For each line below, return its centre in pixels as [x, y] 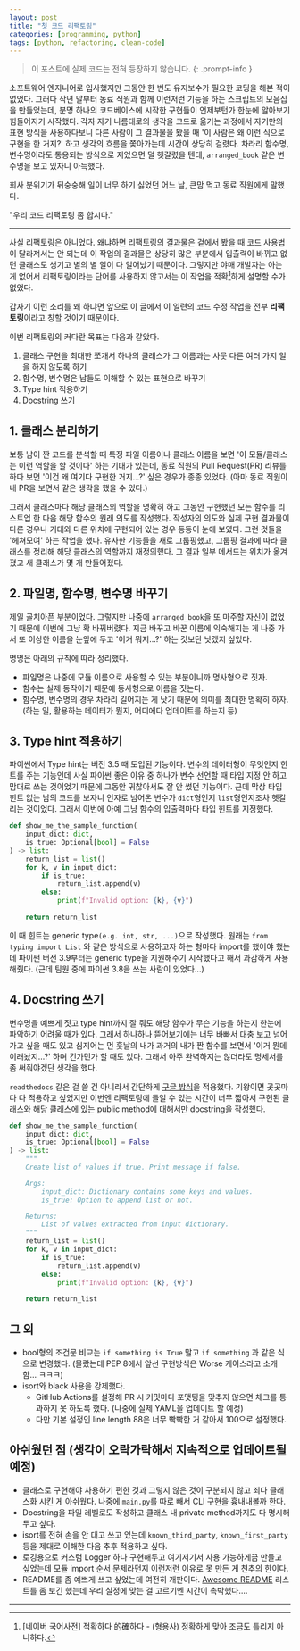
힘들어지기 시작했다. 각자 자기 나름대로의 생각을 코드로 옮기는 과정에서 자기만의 [146, 121]
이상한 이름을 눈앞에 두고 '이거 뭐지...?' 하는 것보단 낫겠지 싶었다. [140, 638]
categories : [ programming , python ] [75, 34]
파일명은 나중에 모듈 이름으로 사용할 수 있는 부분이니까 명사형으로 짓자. [145, 677]
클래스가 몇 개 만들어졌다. [79, 563]
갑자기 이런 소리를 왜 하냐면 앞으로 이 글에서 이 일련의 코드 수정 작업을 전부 [139, 306]
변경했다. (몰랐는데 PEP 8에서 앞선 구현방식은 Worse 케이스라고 [150, 1363]
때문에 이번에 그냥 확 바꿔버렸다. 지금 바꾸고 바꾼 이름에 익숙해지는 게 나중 [147, 628]
